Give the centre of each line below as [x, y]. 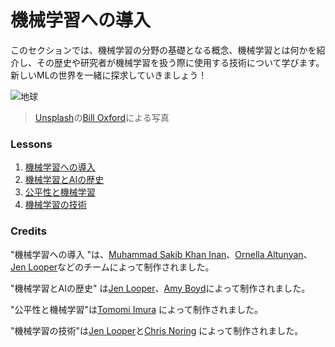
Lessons [31, 144]
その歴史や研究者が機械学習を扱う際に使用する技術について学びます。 [180, 62]
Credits [28, 231]
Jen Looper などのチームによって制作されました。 [112, 267]
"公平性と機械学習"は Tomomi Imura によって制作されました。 [136, 309]
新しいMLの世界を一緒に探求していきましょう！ [109, 75]
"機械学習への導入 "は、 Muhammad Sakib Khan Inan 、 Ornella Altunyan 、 [161, 254]
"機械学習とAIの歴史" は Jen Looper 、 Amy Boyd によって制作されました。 [160, 288]
